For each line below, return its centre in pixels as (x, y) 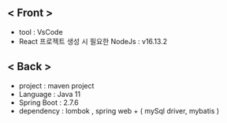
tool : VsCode (41, 32)
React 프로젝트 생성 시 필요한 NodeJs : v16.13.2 (93, 41)
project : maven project (56, 85)
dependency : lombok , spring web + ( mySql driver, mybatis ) (119, 110)
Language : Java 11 (49, 94)
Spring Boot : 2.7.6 (49, 102)
